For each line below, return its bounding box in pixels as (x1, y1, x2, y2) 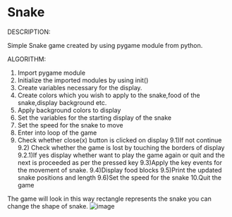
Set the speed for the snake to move (17, 120, 123, 129)
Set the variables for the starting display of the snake (17, 113, 171, 122)
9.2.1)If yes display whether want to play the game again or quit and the (17, 151, 226, 159)
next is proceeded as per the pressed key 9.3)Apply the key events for (17, 158, 222, 166)
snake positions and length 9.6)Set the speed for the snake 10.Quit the (17, 173, 222, 182)
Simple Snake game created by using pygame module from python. (7, 41, 203, 49)
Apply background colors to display (17, 106, 121, 114)
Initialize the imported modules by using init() (17, 75, 149, 85)
